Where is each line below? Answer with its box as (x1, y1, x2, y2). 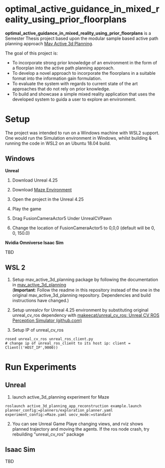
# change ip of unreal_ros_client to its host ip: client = (5, 341, 131, 345)
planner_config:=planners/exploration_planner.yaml (5, 407, 113, 413)
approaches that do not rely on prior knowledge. (12, 86, 110, 92)
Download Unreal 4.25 (12, 177, 58, 183)
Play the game (12, 206, 42, 212)
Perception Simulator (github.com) (12, 317, 82, 323)
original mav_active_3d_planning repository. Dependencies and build (12, 292, 151, 298)
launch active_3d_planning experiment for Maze (12, 394, 110, 400)
